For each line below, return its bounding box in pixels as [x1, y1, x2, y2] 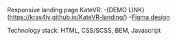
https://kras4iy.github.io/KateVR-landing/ [9, 13, 126, 21]
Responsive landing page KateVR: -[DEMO [7, 6, 127, 14]
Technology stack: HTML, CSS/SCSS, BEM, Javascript [7, 27, 161, 34]
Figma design [131, 13, 170, 21]
